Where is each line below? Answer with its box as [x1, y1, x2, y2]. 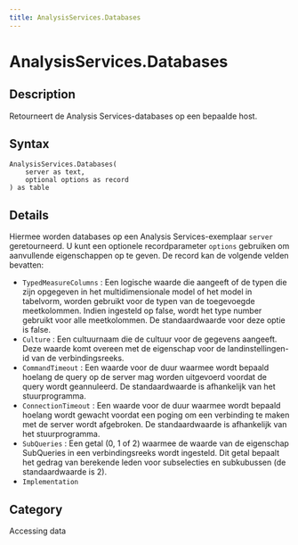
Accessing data [9, 525, 67, 536]
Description [9, 87, 76, 103]
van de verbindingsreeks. [30, 353, 125, 364]
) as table [9, 184, 50, 193]
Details [9, 207, 49, 223]
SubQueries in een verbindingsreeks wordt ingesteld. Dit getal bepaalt [21, 448, 280, 458]
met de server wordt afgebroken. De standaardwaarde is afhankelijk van [21, 419, 287, 430]
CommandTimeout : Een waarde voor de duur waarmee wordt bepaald [21, 362, 270, 373]
